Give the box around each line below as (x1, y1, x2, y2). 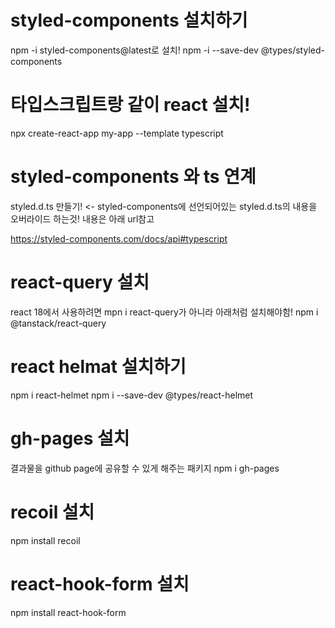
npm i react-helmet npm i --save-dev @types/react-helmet (10, 389, 254, 401)
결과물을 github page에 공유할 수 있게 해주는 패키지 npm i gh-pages (10, 462, 280, 474)
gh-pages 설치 (10, 427, 130, 450)
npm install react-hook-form (10, 606, 127, 618)
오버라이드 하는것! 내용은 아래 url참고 (10, 212, 155, 225)
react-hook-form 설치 (10, 572, 190, 595)
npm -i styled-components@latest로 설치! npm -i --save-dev (10, 44, 259, 56)
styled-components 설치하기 (10, 9, 248, 32)
